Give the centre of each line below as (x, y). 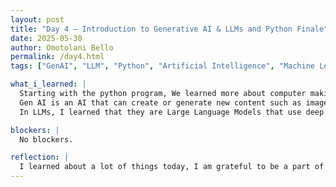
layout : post (37, 19)
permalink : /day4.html (57, 57)
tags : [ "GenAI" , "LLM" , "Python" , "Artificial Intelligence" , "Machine (162, 66)
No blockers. (46, 139)
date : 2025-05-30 (46, 38)
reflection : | (40, 157)
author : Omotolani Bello (62, 47)
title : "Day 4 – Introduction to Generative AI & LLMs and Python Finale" (169, 29)
